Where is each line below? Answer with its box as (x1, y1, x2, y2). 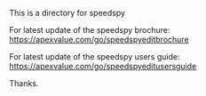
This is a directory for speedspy (9, 8, 126, 18)
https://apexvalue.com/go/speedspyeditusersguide (9, 61, 197, 71)
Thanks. (9, 78, 39, 88)
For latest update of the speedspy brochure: (9, 25, 170, 35)
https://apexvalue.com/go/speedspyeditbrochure (9, 35, 189, 44)
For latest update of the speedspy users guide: (9, 52, 180, 61)
